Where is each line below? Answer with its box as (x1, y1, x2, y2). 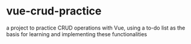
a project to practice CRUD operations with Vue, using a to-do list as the (6, 24, 186, 31)
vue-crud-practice (6, 4, 102, 18)
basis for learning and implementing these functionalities (6, 30, 148, 37)
